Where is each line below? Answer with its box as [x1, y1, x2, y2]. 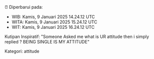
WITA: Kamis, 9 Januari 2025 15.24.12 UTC [11, 19, 97, 25]
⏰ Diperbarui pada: [4, 4, 43, 10]
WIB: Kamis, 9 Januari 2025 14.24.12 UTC [11, 14, 95, 20]
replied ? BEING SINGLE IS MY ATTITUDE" [4, 39, 90, 44]
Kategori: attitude [4, 48, 39, 54]
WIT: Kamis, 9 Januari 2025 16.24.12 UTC [11, 24, 95, 30]
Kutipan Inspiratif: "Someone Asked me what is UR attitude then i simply [4, 34, 149, 39]
